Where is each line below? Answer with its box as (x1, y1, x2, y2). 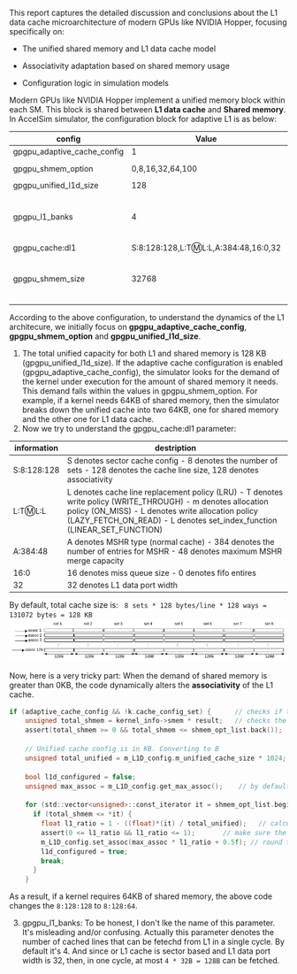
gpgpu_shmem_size (12, 273, 86, 284)
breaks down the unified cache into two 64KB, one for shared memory (21, 404, 279, 415)
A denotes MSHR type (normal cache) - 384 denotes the (66, 536, 275, 547)
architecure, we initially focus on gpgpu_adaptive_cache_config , (9, 321, 247, 332)
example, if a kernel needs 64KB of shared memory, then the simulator (21, 395, 280, 405)
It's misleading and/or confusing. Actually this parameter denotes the (21, 927, 275, 938)
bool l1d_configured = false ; (25, 772, 137, 781)
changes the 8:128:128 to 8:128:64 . (9, 901, 138, 911)
